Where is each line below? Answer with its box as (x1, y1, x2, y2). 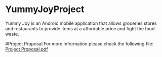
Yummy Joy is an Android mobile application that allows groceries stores (5, 20, 157, 26)
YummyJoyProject (5, 4, 85, 15)
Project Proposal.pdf (5, 46, 48, 52)
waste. (5, 31, 19, 37)
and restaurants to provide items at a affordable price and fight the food (5, 25, 155, 31)
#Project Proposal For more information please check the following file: (5, 40, 153, 46)
